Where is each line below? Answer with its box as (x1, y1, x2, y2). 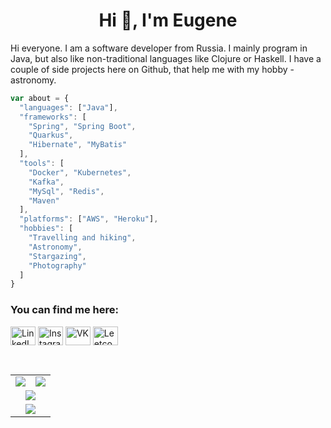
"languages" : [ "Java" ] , (19, 102, 118, 113)
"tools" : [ (19, 159, 65, 169)
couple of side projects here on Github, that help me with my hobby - (10, 63, 295, 75)
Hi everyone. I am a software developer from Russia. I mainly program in (10, 42, 308, 54)
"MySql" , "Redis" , (28, 186, 105, 196)
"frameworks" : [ (19, 112, 87, 122)
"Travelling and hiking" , (28, 233, 137, 243)
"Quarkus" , (28, 130, 74, 141)
